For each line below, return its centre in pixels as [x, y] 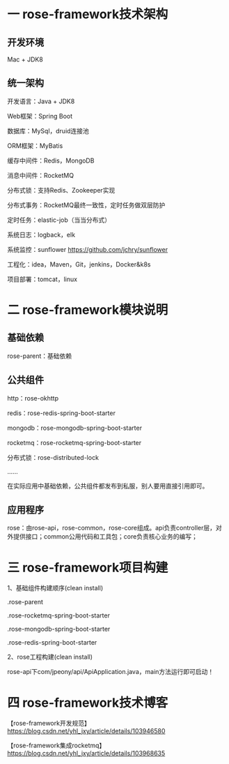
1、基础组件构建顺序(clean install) [55, 588]
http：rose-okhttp [33, 398]
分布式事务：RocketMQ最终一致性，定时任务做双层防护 [86, 205]
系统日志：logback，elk [41, 234]
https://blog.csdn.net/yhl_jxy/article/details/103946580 [86, 731]
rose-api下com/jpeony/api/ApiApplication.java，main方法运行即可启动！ [111, 672]
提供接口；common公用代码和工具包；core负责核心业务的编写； [105, 537]
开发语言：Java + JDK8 [41, 101]
